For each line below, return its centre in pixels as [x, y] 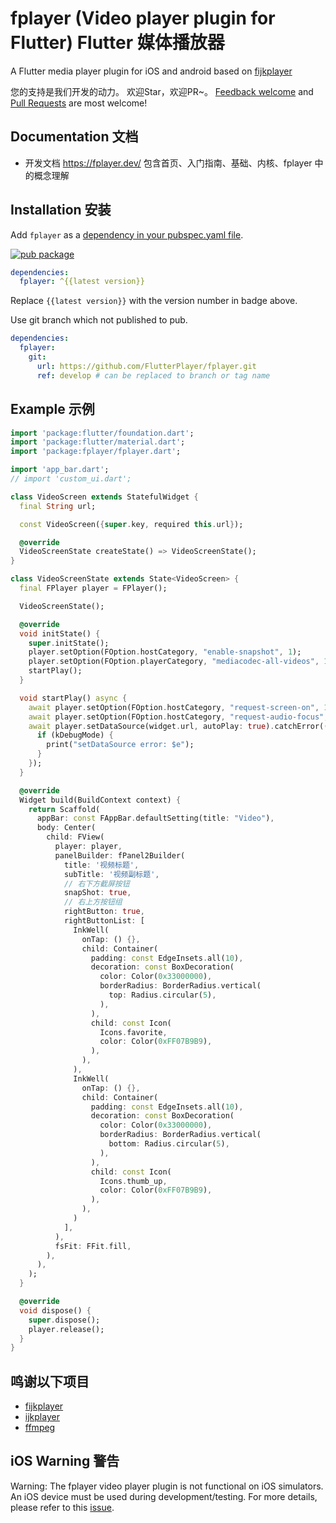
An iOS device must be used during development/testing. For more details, [164, 1496]
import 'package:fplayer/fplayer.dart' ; [96, 452]
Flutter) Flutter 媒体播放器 [117, 43]
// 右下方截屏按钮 [96, 883]
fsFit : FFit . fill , [93, 1246]
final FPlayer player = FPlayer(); [93, 588]
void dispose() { [55, 1310]
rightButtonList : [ [104, 921]
